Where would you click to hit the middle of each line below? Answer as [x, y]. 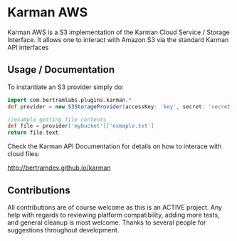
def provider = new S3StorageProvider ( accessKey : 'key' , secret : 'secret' [121, 107]
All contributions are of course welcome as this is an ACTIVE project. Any [115, 207]
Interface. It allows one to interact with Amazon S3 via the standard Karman [118, 39]
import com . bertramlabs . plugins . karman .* [70, 100]
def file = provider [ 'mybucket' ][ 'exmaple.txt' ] [81, 126]
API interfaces [28, 47]
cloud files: [24, 154]
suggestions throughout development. [63, 230]
